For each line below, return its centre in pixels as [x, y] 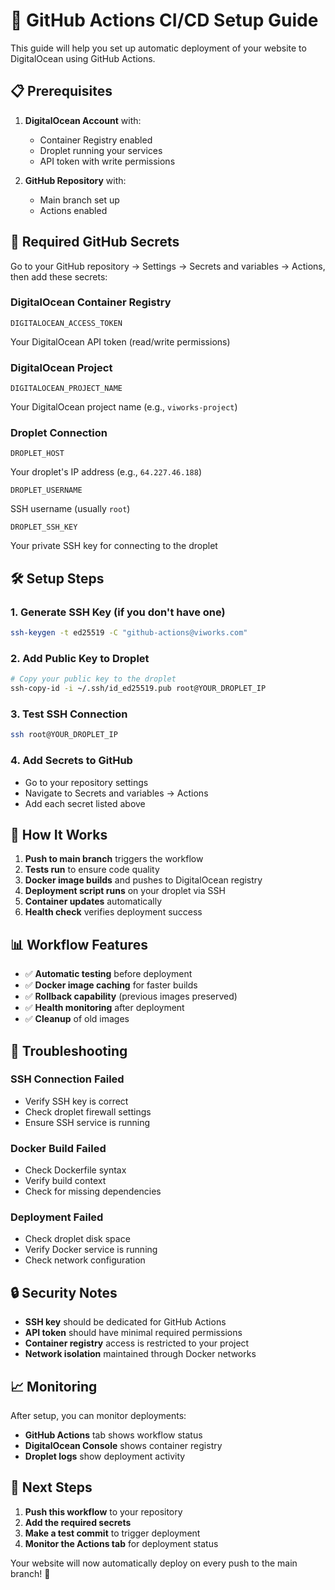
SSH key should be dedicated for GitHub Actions [125, 1322]
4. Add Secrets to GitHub [71, 761]
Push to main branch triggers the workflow [114, 859]
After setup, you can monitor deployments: [98, 1416]
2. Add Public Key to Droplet [80, 658]
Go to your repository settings [86, 782]
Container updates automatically [93, 901]
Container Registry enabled [96, 140]
